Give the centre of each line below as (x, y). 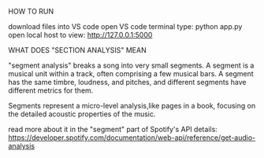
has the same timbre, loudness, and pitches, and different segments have (127, 82)
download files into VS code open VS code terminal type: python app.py (125, 26)
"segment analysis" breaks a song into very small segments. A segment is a (131, 65)
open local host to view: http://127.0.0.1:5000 (80, 35)
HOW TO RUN (31, 11)
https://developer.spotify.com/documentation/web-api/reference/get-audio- (132, 138)
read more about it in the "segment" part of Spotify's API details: (113, 129)
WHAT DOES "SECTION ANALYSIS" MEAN (78, 50)
